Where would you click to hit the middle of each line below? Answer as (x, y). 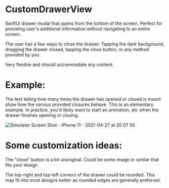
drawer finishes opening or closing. (42, 115)
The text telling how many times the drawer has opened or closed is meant (83, 99)
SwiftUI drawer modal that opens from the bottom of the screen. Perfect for (84, 23)
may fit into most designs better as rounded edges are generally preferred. (83, 180)
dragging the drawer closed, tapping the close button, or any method (77, 49)
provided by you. (23, 55)
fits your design (22, 165)
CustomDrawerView (49, 9)
